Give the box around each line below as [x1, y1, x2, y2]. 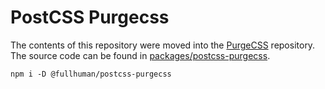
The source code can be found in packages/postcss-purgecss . [10, 49, 271, 61]
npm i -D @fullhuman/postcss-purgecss [10, 69, 172, 79]
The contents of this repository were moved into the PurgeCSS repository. [10, 39, 316, 51]
